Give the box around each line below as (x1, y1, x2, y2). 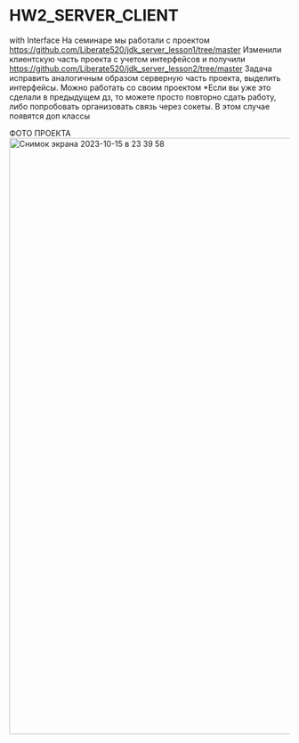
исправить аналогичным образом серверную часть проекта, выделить (9, 72, 281, 83)
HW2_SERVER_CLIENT (9, 5, 180, 26)
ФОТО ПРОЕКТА (9, 127, 71, 138)
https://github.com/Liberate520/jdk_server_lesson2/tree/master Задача (9, 63, 273, 74)
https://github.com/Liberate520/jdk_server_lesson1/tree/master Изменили (9, 44, 282, 54)
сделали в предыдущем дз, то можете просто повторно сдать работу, (9, 91, 277, 102)
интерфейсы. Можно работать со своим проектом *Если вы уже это (9, 82, 271, 93)
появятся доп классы (9, 110, 91, 121)
